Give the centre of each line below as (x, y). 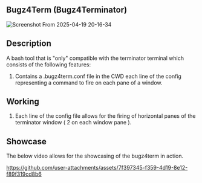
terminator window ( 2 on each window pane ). (73, 123)
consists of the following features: (49, 64)
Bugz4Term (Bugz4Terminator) (67, 10)
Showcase (27, 141)
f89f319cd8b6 (24, 174)
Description (29, 44)
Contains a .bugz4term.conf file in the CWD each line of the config (98, 76)
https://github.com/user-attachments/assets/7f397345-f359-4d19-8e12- (97, 168)
